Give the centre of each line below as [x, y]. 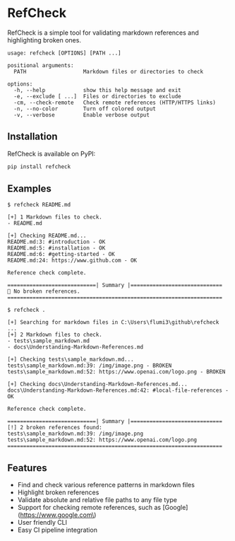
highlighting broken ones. [44, 40]
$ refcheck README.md [39, 205]
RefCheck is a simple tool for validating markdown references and [103, 33]
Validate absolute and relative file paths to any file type [97, 500]
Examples [29, 189]
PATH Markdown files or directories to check [108, 71]
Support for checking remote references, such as [89, 508]
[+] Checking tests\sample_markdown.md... [71, 360]
